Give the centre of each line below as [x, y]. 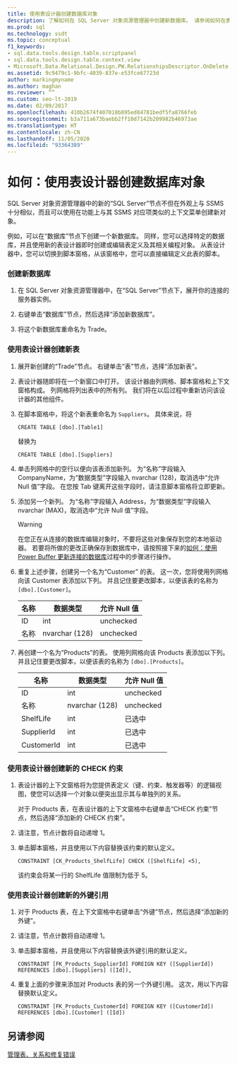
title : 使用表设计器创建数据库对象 [53, 14]
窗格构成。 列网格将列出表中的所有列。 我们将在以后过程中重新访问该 [118, 390]
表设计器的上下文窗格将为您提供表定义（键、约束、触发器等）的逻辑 [116, 784]
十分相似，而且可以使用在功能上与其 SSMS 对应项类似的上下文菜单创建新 [114, 212]
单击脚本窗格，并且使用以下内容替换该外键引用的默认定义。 [104, 951]
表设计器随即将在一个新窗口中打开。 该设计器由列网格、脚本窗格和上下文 [123, 381]
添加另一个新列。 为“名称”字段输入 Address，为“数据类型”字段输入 [114, 501]
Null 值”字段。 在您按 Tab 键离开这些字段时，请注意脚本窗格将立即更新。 [123, 486]
